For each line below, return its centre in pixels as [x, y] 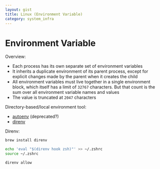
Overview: [16, 56]
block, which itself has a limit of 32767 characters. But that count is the [84, 87]
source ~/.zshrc [22, 154]
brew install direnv [26, 141]
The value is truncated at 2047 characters [54, 98]
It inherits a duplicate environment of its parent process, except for [80, 71]
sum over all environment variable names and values [66, 92]
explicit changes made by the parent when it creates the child [75, 77]
